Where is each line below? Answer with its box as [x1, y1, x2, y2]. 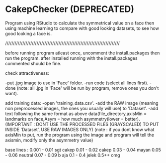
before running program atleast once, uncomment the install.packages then [5, 50, 160, 56]
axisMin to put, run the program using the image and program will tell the [5, 132, 154, 138]
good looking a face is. [5, 30, 52, 36]
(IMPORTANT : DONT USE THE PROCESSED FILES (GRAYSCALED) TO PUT [5, 121, 159, 127]
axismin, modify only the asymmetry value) [5, 137, 93, 143]
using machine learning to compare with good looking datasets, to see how [5, 25, 159, 31]
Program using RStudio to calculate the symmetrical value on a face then [5, 20, 155, 26]
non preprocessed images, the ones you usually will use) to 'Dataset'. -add [5, 105, 158, 111]
